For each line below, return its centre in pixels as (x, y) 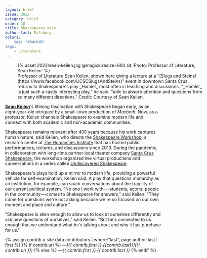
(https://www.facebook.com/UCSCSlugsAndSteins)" (71, 81)
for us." (13, 230)
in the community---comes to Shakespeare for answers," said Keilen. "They (82, 194)
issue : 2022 (17, 14)
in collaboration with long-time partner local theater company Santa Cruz (80, 153)
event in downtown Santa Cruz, (157, 81)
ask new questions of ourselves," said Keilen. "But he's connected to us (78, 219)
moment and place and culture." (38, 205)
